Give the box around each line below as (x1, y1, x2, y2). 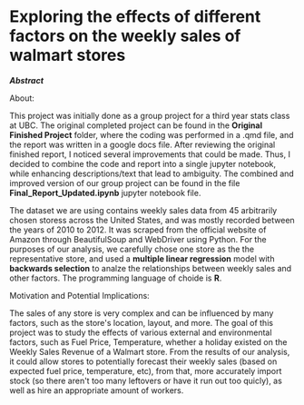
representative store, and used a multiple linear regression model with (9, 252, 275, 264)
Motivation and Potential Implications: (9, 290, 150, 301)
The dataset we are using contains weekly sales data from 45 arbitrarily (9, 204, 278, 215)
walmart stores (9, 45, 126, 65)
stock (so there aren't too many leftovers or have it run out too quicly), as (9, 375, 283, 386)
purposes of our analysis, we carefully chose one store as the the (9, 243, 255, 254)
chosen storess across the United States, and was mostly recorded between (9, 214, 295, 225)
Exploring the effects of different (9, 6, 261, 27)
